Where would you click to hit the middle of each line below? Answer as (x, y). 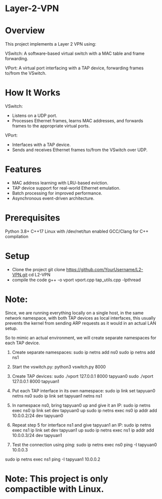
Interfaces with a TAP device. (41, 145)
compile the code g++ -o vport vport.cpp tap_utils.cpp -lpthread (76, 280)
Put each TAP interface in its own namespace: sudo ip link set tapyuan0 (84, 390)
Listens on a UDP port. (34, 116)
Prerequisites (33, 218)
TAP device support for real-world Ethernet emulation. (66, 188)
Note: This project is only (57, 479)
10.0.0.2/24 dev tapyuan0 (38, 416)
